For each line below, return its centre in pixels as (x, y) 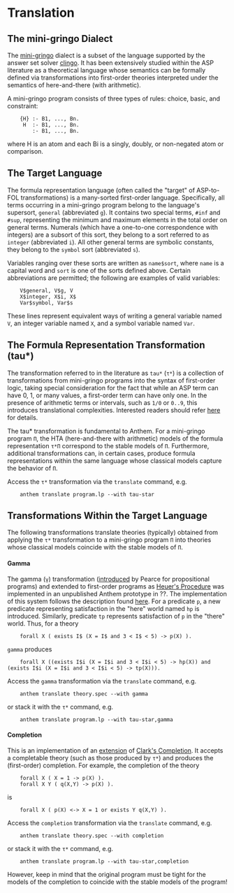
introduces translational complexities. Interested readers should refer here (114, 410)
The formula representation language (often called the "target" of (101, 190)
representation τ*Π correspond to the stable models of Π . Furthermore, (108, 445)
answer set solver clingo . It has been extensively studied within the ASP (111, 63)
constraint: (23, 106)
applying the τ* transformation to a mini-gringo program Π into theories (109, 540)
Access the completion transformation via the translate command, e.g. (110, 822)
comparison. (25, 151)
